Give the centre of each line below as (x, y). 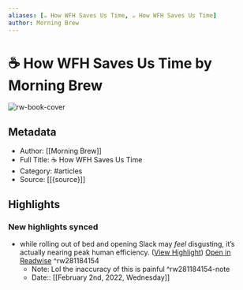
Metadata (32, 132)
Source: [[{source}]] (52, 180)
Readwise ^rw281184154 (60, 260)
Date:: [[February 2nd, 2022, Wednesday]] (101, 277)
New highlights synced (53, 227)
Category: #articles (51, 171)
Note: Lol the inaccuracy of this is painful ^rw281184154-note (131, 269)
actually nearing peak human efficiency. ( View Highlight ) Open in (125, 252)
